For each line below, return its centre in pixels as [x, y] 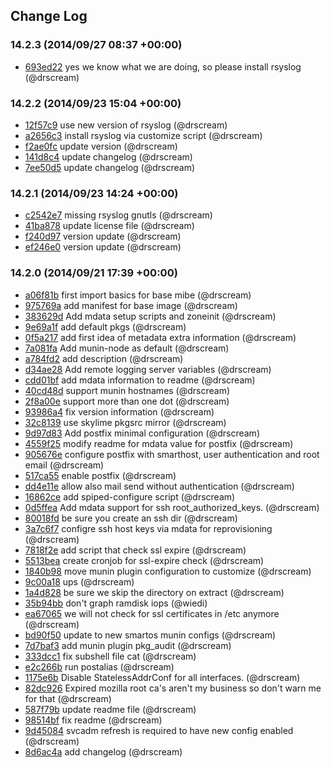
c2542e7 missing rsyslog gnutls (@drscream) [118, 215]
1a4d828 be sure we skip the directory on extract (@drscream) [154, 592]
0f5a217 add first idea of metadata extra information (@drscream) [160, 337]
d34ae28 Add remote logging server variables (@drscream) [148, 369]
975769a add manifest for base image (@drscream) [131, 305]
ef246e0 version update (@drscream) [103, 247]
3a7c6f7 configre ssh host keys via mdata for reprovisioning [148, 528]
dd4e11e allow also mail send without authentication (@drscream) [159, 486]
